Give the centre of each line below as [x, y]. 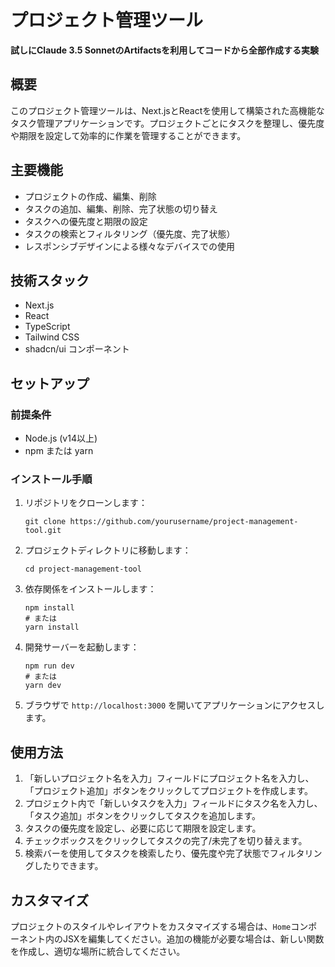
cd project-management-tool [83, 569]
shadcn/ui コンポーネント [77, 349]
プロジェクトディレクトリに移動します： [108, 550]
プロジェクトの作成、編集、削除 [90, 196]
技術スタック [50, 280]
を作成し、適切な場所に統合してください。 [98, 951]
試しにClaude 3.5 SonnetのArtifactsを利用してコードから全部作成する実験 [164, 50]
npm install [49, 608]
